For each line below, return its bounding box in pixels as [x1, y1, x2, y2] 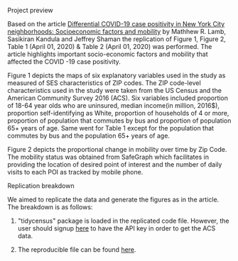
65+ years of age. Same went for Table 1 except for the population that [7, 124, 215, 132]
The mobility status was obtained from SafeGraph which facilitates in [7, 152, 210, 161]
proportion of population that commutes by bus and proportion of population [7, 116, 232, 125]
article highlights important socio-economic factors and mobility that [7, 50, 208, 58]
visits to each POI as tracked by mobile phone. [7, 168, 144, 176]
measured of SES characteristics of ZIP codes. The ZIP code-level [7, 79, 201, 87]
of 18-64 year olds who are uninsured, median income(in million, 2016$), [7, 101, 220, 109]
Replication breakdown [7, 182, 75, 190]
